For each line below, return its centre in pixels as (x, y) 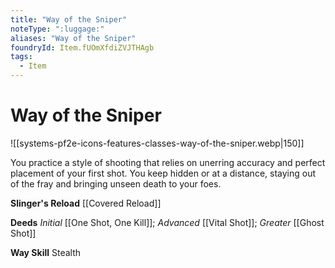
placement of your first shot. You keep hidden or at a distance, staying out (163, 173)
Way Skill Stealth (46, 252)
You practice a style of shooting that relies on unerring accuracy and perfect (168, 162)
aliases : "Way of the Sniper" (73, 38)
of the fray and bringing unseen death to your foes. (116, 183)
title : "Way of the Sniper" (69, 19)
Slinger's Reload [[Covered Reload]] (86, 203)
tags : (21, 57)
